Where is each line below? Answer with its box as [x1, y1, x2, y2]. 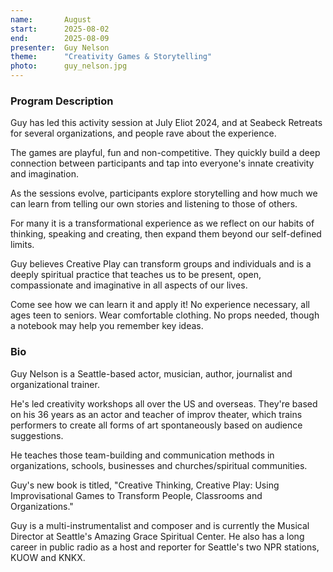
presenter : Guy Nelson [10, 42, 110, 53]
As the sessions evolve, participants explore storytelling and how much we [10, 187, 318, 200]
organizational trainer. [10, 378, 100, 390]
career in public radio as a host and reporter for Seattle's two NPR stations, [10, 541, 320, 553]
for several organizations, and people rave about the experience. [10, 127, 277, 140]
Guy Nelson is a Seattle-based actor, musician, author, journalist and [10, 367, 293, 380]
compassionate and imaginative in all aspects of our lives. [10, 279, 248, 291]
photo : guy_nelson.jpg [10, 61, 128, 71]
